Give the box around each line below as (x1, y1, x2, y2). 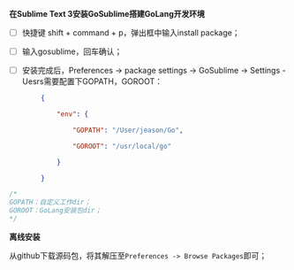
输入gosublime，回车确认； (21, 46, 123, 57)
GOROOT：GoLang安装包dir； (9, 206, 102, 215)
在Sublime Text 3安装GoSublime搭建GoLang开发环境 (9, 9, 206, 19)
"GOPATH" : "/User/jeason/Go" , (72, 126, 184, 135)
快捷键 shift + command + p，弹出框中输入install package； (21, 27, 240, 38)
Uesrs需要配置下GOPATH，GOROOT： (21, 76, 163, 87)
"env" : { (56, 110, 89, 119)
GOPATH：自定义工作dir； (9, 198, 91, 207)
